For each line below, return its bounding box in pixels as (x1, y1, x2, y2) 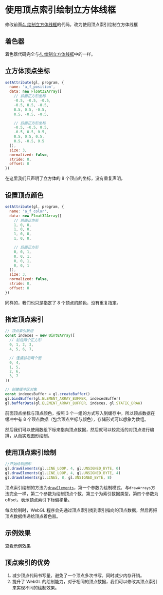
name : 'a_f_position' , (9, 84, 55, 89)
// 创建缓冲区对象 (5, 387, 37, 392)
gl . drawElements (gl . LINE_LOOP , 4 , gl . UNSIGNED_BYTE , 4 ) (5, 471, 121, 476)
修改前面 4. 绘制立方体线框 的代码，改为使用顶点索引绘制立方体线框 (5, 21, 138, 27)
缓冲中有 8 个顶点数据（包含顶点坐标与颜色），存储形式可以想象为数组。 (5, 416, 149, 422)
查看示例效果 (5, 543, 31, 549)
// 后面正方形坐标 (14, 121, 46, 125)
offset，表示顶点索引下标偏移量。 (5, 496, 72, 503)
